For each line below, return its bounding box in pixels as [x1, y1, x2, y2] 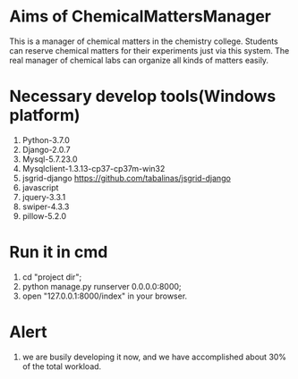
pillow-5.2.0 [21, 210, 67, 221]
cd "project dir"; [21, 271, 82, 282]
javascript [21, 181, 59, 193]
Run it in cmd [9, 242, 108, 263]
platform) [9, 105, 81, 126]
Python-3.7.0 [21, 134, 70, 145]
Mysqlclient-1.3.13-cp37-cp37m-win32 [21, 163, 166, 173]
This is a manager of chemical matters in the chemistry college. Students [9, 36, 279, 46]
